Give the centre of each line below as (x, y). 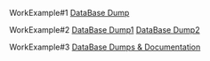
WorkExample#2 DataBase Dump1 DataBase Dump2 (105, 30)
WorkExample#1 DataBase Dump (69, 13)
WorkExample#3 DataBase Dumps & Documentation (105, 47)
